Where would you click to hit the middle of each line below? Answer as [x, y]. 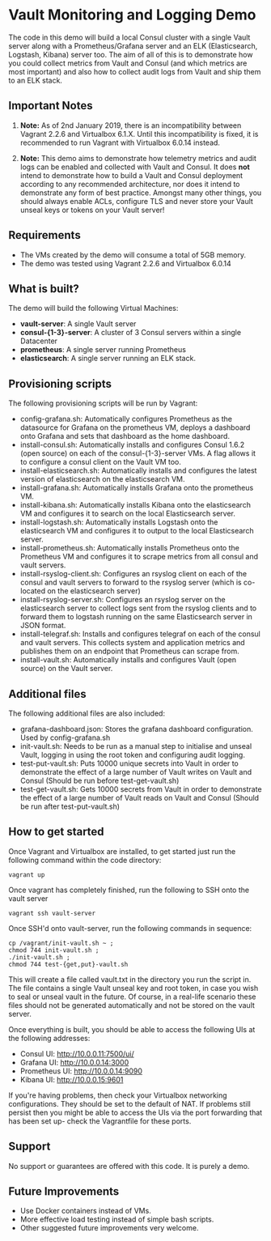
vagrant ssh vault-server [52, 913]
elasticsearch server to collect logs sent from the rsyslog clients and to [138, 608]
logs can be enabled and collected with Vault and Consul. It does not [135, 167]
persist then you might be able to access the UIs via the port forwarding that [135, 1112]
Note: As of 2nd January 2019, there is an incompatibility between [131, 125]
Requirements [44, 235]
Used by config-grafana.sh [65, 737]
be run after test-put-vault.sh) [70, 806]
